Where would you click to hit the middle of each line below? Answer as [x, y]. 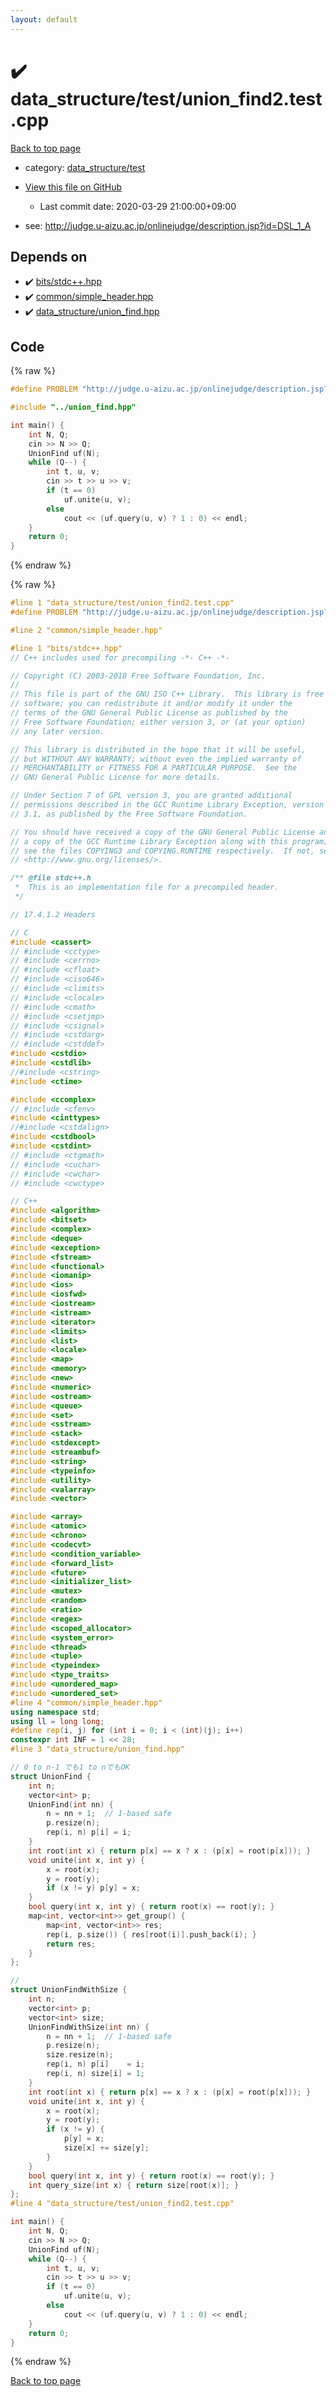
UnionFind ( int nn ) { [71, 1804]
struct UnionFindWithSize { [69, 1990]
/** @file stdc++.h [51, 878]
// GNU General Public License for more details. [116, 777]
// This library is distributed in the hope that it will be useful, [158, 749]
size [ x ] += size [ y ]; [106, 2148]
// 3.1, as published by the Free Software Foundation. [129, 814]
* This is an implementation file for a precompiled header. [147, 887]
